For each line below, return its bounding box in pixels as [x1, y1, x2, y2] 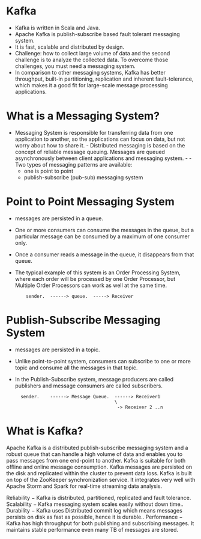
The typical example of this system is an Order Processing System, [14, 269, 181, 276]
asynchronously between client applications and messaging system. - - [14, 155, 192, 162]
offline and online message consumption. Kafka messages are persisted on [6, 463, 193, 470]
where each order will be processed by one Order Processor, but [14, 275, 176, 282]
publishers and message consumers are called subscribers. [14, 382, 163, 389]
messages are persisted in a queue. [14, 215, 104, 222]
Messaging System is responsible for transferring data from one [14, 129, 173, 136]
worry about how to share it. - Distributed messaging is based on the [14, 141, 185, 149]
